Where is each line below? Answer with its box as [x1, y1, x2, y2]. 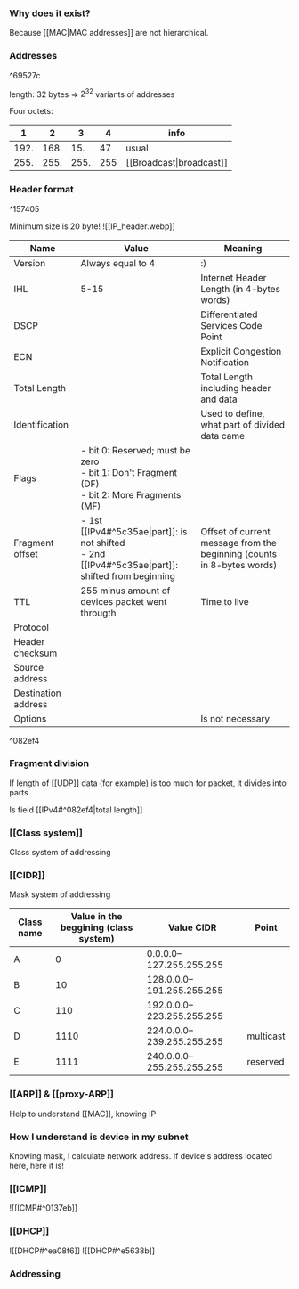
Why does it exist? [9, 7, 91, 20]
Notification [200, 355, 250, 368]
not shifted [79, 536, 125, 549]
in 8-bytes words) [200, 559, 278, 571]
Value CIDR [167, 921, 217, 934]
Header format [9, 184, 74, 196]
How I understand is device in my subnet [9, 1130, 189, 1143]
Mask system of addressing [9, 889, 111, 900]
